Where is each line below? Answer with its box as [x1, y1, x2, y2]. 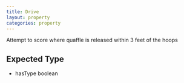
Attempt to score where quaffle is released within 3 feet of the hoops [6, 37, 179, 44]
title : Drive [6, 8, 39, 15]
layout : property [6, 14, 50, 20]
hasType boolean [15, 70, 59, 77]
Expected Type [6, 54, 65, 64]
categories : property [6, 20, 61, 26]
